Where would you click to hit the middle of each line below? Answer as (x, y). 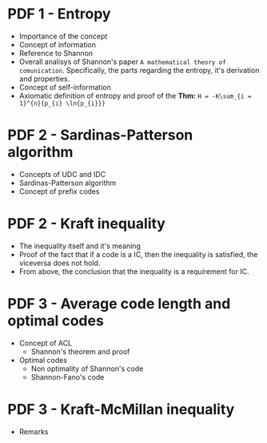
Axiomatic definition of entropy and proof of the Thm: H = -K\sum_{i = (135, 95)
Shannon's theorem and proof (80, 351)
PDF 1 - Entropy (59, 14)
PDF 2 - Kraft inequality (86, 224)
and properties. (44, 79)
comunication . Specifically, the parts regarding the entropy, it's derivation (139, 70)
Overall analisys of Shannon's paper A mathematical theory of (123, 62)
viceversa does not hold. (60, 263)
